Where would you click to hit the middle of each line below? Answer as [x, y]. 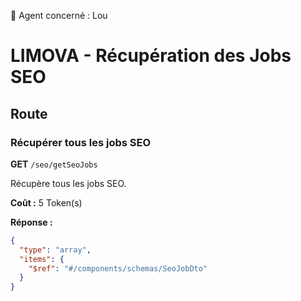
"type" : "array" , [55, 250]
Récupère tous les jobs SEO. [68, 183]
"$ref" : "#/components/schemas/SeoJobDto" [118, 268]
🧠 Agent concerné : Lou [59, 15]
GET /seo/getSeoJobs [54, 164]
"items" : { [42, 259]
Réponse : [31, 222]
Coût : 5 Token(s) [46, 202]
